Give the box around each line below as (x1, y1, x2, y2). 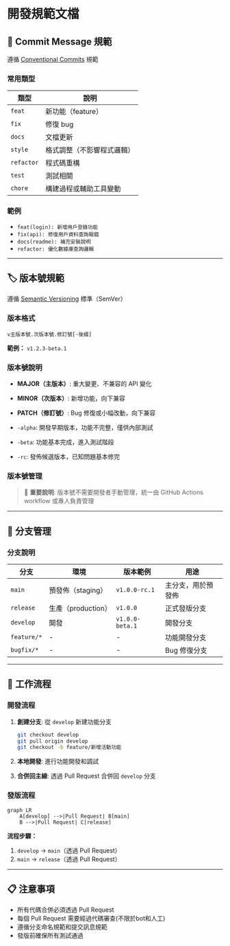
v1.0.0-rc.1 (116, 586, 155, 594)
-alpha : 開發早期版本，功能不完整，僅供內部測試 (16, 424, 153, 431)
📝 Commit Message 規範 (7, 36, 112, 47)
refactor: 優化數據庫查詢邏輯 (16, 245, 94, 253)
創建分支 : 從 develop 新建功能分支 (16, 717, 112, 726)
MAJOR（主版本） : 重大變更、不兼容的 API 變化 (16, 380, 152, 388)
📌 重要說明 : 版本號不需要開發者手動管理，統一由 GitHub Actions (23, 488, 204, 496)
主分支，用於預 (165, 580, 214, 590)
